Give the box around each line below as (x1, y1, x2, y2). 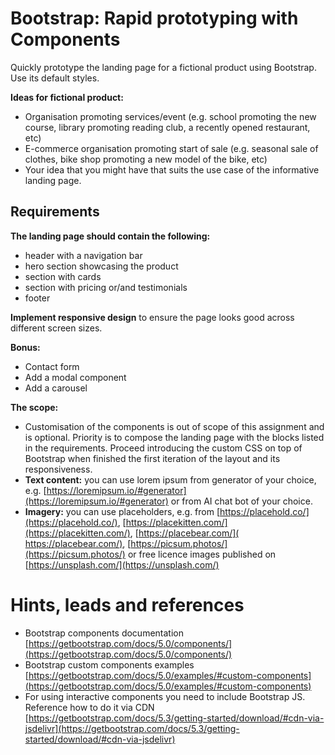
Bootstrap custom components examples (24, 658, 195, 671)
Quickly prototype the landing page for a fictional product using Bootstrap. (10, 61, 317, 73)
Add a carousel (24, 382, 88, 394)
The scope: (10, 401, 59, 413)
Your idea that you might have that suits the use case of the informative (24, 163, 320, 176)
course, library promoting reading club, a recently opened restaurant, (24, 121, 311, 133)
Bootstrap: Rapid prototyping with (10, 7, 299, 30)
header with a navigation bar (24, 249, 143, 261)
